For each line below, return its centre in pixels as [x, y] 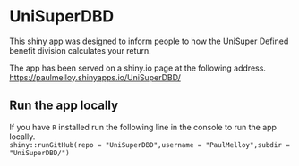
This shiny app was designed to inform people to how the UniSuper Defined [149, 41]
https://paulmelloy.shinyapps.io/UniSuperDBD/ [95, 77]
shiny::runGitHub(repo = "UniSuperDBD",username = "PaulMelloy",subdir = [150, 145]
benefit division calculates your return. [81, 50]
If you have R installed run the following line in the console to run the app [143, 127]
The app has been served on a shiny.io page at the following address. [138, 68]
